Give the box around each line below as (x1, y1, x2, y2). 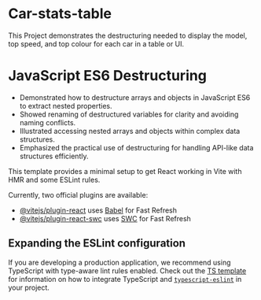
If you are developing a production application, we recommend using (8, 257, 231, 267)
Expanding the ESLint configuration (8, 237, 186, 250)
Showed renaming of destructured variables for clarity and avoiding (19, 109, 239, 119)
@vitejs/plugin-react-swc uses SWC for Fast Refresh (19, 213, 191, 223)
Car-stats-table (8, 5, 112, 23)
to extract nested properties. (19, 101, 112, 110)
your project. (8, 283, 50, 292)
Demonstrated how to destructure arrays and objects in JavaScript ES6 (19, 92, 251, 102)
